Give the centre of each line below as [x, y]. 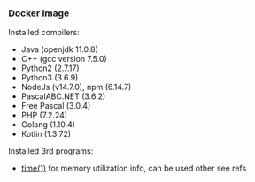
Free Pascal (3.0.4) [56, 106]
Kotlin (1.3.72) [46, 134]
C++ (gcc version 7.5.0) [64, 59]
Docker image [39, 13]
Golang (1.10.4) [48, 125]
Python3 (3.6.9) [50, 78]
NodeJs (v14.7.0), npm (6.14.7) [76, 87]
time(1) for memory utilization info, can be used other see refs [134, 168]
